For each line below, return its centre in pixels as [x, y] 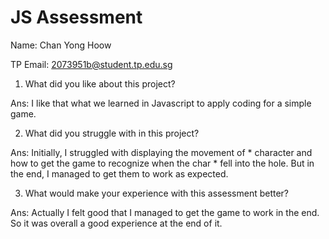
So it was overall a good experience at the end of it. [116, 223]
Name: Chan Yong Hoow [61, 45]
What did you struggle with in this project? [112, 133]
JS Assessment [76, 17]
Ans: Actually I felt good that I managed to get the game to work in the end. [165, 212]
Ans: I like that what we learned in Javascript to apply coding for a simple [161, 103]
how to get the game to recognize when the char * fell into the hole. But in [162, 163]
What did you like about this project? [100, 83]
